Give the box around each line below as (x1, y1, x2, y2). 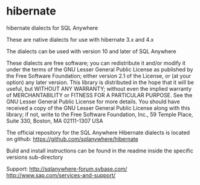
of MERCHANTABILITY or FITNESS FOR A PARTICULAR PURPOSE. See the (6, 91, 193, 99)
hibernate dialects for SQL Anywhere (6, 24, 98, 31)
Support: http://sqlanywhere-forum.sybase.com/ (6, 165, 127, 172)
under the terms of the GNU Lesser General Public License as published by (6, 65, 193, 73)
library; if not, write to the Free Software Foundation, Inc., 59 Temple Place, (6, 111, 193, 118)
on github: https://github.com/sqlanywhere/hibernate (6, 135, 139, 143)
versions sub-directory (6, 153, 63, 161)
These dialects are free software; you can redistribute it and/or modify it (6, 59, 186, 67)
